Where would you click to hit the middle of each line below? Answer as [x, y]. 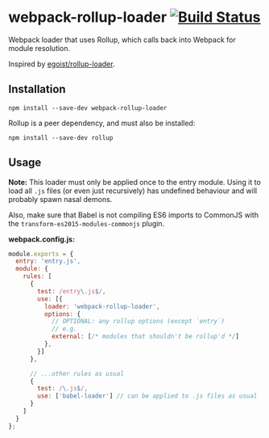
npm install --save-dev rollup [61, 137]
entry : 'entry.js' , [48, 261]
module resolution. [39, 48]
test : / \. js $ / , [63, 389]
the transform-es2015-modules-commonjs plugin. [87, 223]
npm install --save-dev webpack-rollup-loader [88, 108]
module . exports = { [41, 254]
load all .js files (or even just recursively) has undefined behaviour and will [133, 191]
